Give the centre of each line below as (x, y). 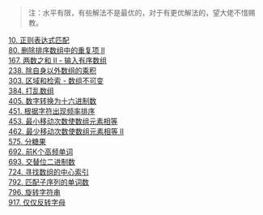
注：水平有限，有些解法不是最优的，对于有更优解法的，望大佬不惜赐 (142, 13)
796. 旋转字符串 (34, 192)
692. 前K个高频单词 (41, 152)
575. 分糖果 (27, 142)
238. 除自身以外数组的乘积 (53, 71)
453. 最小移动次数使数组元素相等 (63, 121)
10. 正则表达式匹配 (39, 40)
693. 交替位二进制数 (42, 162)
